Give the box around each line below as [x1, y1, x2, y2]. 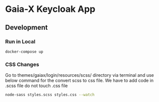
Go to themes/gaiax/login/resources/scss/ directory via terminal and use [5, 72, 154, 78]
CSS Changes [5, 61, 39, 68]
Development [5, 23, 48, 32]
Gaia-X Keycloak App [5, 3, 96, 15]
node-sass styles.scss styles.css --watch [5, 93, 95, 98]
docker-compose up [5, 49, 43, 54]
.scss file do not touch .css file [5, 83, 68, 89]
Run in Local [5, 38, 36, 45]
